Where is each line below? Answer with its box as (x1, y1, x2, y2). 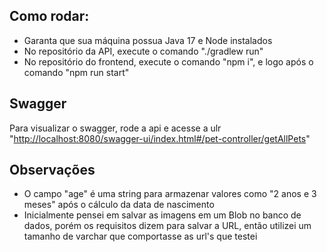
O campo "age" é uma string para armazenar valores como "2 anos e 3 (23, 188, 317, 200)
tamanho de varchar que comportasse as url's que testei (23, 230, 258, 243)
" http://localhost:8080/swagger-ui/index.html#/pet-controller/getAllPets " (9, 132, 311, 144)
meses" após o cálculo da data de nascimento (23, 199, 215, 211)
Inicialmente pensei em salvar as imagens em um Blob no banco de (23, 209, 302, 221)
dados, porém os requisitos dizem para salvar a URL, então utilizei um (23, 220, 312, 232)
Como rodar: (9, 8, 90, 25)
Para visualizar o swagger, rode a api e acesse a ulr (9, 122, 222, 134)
